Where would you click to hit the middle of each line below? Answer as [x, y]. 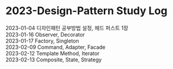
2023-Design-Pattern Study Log [86, 11]
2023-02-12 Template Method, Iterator [53, 53]
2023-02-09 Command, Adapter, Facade [56, 47]
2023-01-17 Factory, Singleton [42, 41]
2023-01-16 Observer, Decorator [45, 34]
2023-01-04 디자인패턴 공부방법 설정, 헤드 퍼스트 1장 [67, 28]
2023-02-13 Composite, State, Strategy [54, 60]
